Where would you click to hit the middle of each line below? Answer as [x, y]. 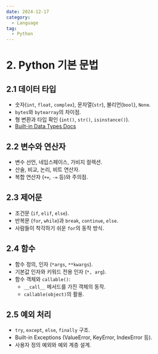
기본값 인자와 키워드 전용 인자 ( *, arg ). [61, 272]
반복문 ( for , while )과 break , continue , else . [66, 220]
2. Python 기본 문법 [52, 65]
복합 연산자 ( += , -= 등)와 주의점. [51, 177]
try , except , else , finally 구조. [52, 330]
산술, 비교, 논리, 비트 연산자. [47, 169]
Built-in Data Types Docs [45, 127]
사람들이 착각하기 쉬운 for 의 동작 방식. [59, 228]
